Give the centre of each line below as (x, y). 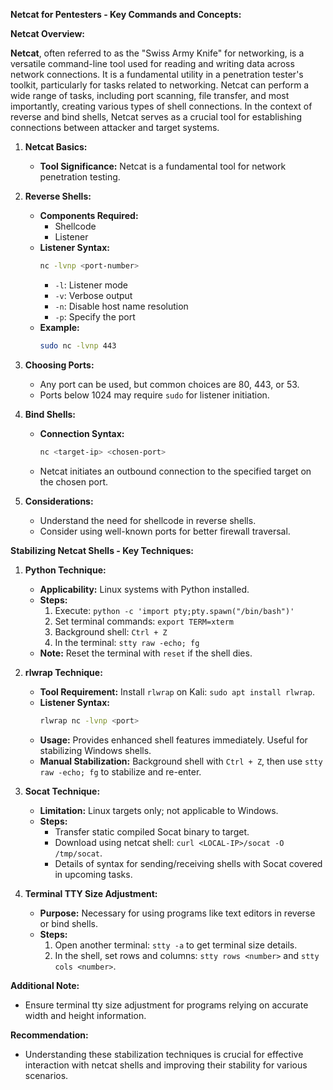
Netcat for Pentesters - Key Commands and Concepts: (126, 14)
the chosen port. (74, 481)
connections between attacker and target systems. (115, 127)
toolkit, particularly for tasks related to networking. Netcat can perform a (160, 85)
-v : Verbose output (93, 295)
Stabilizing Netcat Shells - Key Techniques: (102, 550)
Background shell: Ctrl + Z (111, 631)
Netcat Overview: (48, 33)
